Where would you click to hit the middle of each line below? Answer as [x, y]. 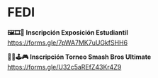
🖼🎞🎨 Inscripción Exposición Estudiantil [68, 32]
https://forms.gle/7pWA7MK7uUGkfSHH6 [68, 43]
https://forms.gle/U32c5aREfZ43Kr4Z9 [64, 67]
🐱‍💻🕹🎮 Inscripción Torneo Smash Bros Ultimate [79, 57]
